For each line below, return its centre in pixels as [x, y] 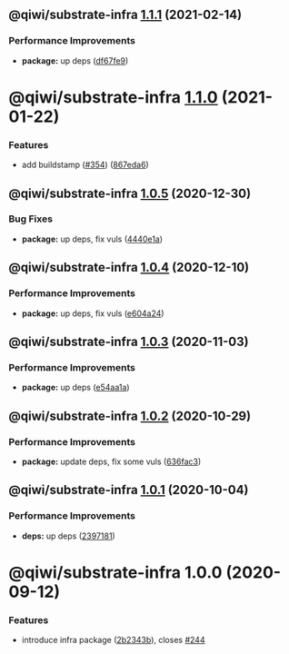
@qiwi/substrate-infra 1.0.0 [115, 572]
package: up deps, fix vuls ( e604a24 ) [93, 313]
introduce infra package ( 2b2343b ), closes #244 [113, 640]
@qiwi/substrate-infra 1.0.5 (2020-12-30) [130, 193]
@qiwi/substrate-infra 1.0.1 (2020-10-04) [129, 490]
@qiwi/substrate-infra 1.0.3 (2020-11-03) [129, 341]
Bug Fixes [31, 219]
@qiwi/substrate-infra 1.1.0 [114, 97]
